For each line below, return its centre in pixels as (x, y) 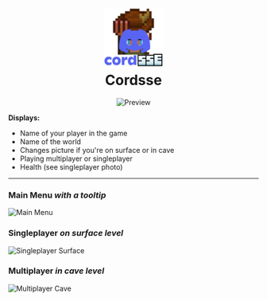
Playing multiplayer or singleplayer (76, 158)
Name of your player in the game (74, 133)
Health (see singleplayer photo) (71, 166)
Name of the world (50, 141)
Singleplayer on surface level (66, 233)
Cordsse (133, 80)
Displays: (24, 117)
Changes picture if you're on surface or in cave (97, 150)
